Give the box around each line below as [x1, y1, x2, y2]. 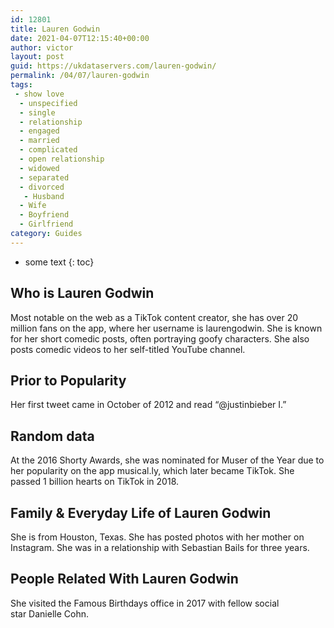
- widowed [19, 163, 60, 173]
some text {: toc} [24, 256, 95, 268]
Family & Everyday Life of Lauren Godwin [10, 504, 272, 521]
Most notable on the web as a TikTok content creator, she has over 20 [10, 311, 299, 323]
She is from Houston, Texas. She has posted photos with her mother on [10, 531, 305, 543]
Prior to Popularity [10, 372, 127, 389]
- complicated [19, 145, 78, 155]
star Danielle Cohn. [10, 607, 89, 620]
